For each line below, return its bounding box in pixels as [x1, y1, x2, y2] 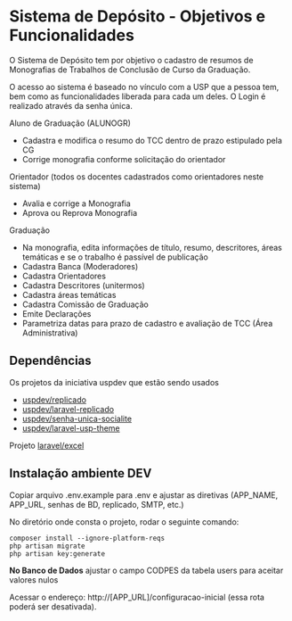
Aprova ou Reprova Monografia [21, 207, 138, 218]
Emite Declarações [21, 308, 92, 319]
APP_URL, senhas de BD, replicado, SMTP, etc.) [9, 499, 184, 509]
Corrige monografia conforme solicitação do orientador [21, 153, 226, 164]
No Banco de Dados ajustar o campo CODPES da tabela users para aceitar [9, 565, 284, 575]
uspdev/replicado [21, 394, 87, 405]
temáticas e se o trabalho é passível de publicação [21, 252, 209, 262]
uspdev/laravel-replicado [21, 403, 114, 414]
